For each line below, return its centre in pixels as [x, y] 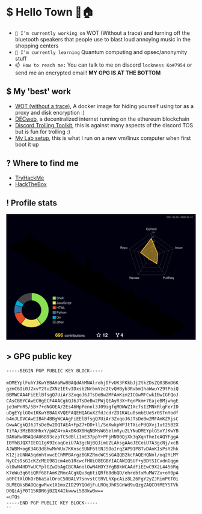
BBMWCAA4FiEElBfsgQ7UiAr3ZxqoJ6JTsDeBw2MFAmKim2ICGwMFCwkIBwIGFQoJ [93, 395]
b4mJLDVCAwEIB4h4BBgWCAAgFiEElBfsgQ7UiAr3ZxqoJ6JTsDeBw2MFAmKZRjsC [93, 419]
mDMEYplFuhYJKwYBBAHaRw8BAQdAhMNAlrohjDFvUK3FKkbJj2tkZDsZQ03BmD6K [93, 383]
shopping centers [37, 46]
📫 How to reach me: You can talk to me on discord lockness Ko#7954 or [103, 65]
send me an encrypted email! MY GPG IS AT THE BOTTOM [88, 73]
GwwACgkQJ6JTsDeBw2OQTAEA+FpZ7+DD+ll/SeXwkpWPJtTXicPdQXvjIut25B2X [93, 425]
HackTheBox [31, 184]
